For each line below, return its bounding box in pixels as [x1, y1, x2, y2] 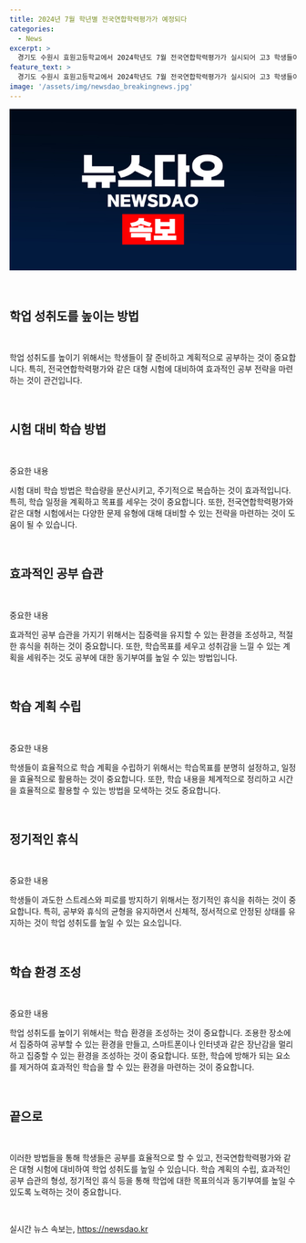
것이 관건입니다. [25, 375, 83, 386]
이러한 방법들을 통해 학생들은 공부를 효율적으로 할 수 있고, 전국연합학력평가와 [9, 1152, 282, 1163]
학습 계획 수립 [9, 699, 82, 715]
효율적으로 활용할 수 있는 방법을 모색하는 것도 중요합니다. [18, 785, 221, 796]
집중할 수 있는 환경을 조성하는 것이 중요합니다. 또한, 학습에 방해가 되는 [25, 1050, 274, 1061]
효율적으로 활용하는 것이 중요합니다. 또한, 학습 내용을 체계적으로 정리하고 [18, 773, 277, 784]
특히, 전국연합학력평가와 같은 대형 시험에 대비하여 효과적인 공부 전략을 [28, 363, 277, 374]
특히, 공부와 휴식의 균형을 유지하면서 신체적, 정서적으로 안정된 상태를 [43, 906, 287, 917]
